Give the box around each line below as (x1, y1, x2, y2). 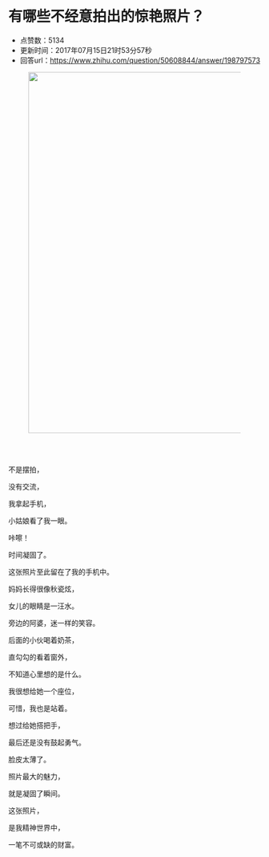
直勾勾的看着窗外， (8, 652, 72, 662)
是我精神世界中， (8, 822, 65, 832)
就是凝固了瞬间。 (8, 788, 65, 798)
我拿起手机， (8, 498, 50, 508)
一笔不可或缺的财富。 (8, 839, 78, 849)
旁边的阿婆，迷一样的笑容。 (8, 618, 100, 628)
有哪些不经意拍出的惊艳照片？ (8, 7, 206, 26)
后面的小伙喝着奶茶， (8, 635, 78, 644)
